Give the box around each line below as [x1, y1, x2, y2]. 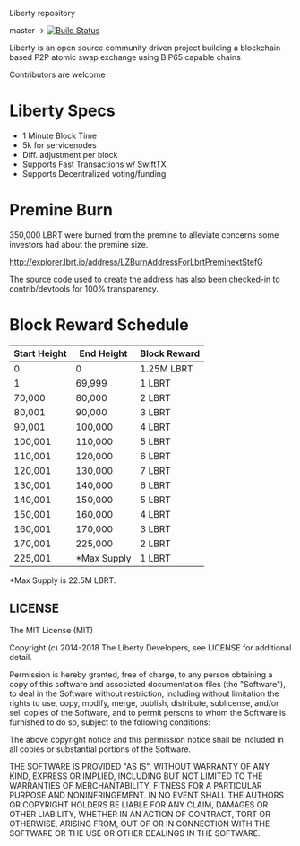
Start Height [13, 347, 67, 360]
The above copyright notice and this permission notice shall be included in [9, 734, 284, 745]
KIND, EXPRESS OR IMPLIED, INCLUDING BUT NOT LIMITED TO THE [9, 771, 263, 781]
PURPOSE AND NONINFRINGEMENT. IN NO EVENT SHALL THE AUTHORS [9, 789, 285, 800]
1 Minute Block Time [21, 130, 97, 141]
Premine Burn [9, 200, 114, 221]
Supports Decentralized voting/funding [21, 168, 167, 179]
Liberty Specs [9, 100, 116, 121]
